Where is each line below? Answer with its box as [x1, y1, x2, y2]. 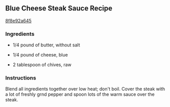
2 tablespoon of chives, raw [12, 62, 71, 68]
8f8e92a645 [5, 17, 32, 23]
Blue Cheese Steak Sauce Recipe [5, 4, 113, 13]
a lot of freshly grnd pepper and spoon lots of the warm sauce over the [5, 91, 155, 97]
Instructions [5, 74, 37, 82]
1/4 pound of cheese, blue [12, 52, 68, 58]
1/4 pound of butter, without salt [12, 42, 80, 48]
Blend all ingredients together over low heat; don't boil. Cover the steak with [5, 86, 165, 92]
